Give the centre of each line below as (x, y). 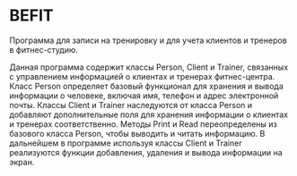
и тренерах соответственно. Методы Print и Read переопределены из (144, 124)
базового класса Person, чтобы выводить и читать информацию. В (137, 133)
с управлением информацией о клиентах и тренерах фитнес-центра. (142, 76)
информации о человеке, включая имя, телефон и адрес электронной (144, 96)
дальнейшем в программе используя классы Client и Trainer (126, 143)
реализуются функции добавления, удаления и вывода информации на (146, 152)
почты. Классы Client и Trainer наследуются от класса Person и (131, 105)
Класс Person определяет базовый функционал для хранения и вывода (147, 86)
